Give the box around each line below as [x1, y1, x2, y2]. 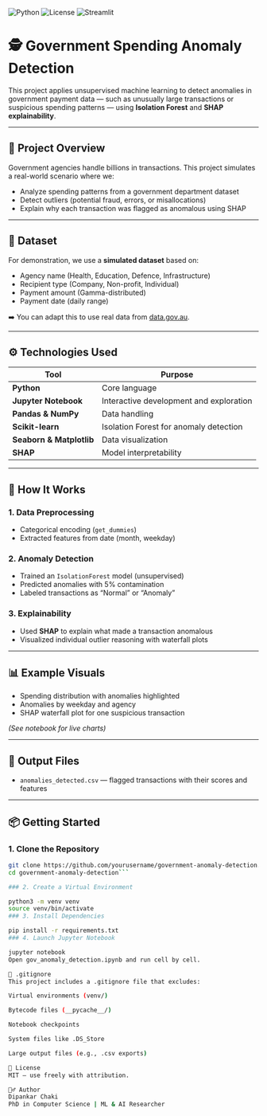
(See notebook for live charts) [8, 723, 106, 733]
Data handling [102, 409, 154, 420]
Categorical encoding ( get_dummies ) [19, 525, 137, 535]
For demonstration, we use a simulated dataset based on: [8, 255, 199, 264]
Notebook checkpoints [8, 1020, 80, 1029]
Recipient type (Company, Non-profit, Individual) [19, 279, 180, 288]
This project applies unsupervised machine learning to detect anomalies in [8, 85, 253, 95]
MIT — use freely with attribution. [8, 1071, 130, 1079]
